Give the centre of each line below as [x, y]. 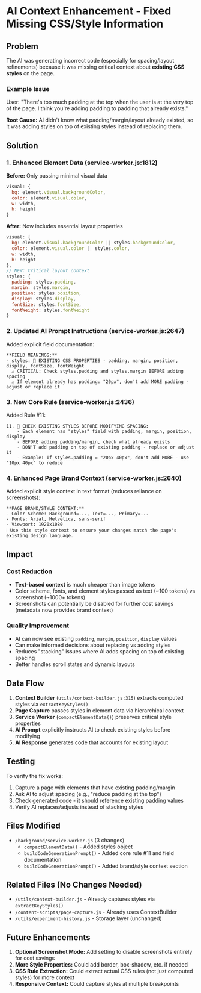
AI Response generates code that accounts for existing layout [91, 742]
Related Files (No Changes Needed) [74, 885]
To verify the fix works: [35, 776]
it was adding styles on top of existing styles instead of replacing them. [94, 126]
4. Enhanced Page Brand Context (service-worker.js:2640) [94, 478]
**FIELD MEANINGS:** [32, 355]
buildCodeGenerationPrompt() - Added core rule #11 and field [99, 853]
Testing [21, 761]
